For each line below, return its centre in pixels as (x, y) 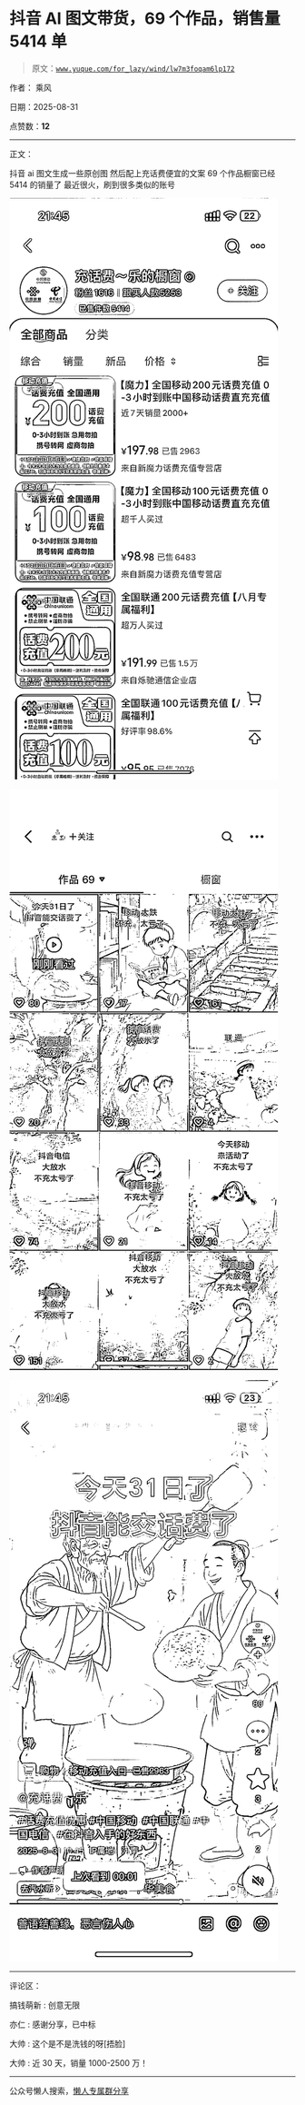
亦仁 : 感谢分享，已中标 (53, 2024)
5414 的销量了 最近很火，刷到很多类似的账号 (92, 184)
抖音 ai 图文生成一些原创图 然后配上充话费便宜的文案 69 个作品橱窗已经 (143, 173)
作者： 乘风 (30, 87)
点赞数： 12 (30, 126)
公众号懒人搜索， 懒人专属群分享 (69, 2090)
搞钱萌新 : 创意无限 (44, 2005)
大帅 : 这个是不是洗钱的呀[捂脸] (68, 2043)
